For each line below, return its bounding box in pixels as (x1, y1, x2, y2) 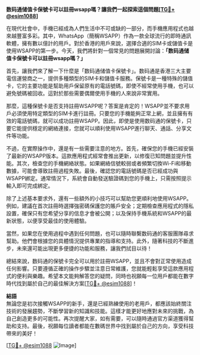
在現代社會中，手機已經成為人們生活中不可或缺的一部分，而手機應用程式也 (6, 25, 189, 32)
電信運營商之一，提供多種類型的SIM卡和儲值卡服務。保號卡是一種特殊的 (6, 75, 183, 82)
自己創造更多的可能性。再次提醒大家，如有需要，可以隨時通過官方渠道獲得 (6, 315, 189, 322)
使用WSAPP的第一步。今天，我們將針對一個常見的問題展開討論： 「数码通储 (6, 47, 189, 54)
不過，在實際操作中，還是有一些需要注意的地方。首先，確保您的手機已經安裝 (6, 145, 194, 152)
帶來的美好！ (6, 330, 37, 337)
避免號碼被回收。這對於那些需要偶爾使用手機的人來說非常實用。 (6, 89, 162, 97)
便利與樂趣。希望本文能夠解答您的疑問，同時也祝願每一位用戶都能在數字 (16, 273, 194, 279)
